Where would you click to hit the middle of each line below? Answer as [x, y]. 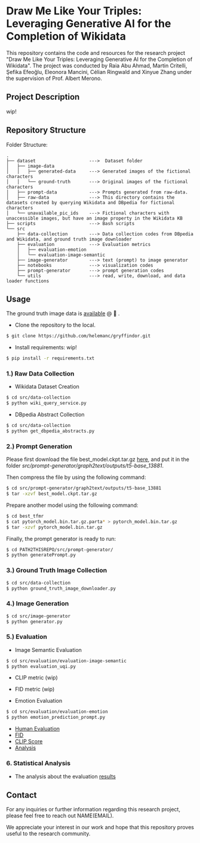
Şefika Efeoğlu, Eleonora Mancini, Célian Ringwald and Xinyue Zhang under [99, 72]
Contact [21, 795]
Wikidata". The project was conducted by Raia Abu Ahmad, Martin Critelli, [97, 65]
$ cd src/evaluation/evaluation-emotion [57, 712]
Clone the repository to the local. [55, 325]
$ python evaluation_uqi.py [41, 666]
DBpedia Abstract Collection [50, 415]
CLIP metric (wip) [36, 678]
